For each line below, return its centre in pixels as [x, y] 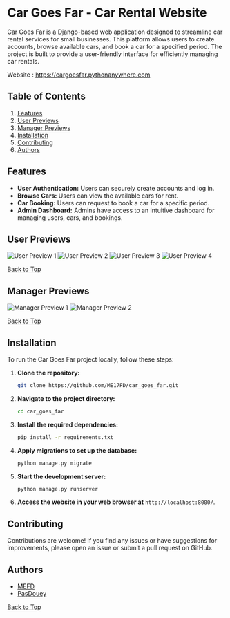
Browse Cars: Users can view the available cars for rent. [98, 196]
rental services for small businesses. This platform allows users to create [111, 39]
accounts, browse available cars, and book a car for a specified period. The [115, 46]
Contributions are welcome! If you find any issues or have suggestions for [112, 541]
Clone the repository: [48, 373]
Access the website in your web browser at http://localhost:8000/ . [116, 502]
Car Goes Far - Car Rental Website [107, 13]
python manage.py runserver [57, 489]
